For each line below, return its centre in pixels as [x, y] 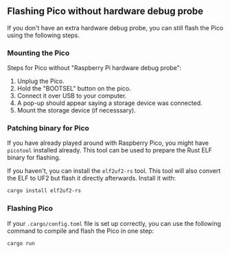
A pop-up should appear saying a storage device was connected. [110, 103]
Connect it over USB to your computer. [72, 96]
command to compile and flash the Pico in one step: [81, 231]
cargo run [21, 243]
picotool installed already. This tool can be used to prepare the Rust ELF [110, 150]
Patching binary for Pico [48, 128]
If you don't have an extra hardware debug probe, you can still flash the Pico [115, 27]
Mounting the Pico [38, 53]
